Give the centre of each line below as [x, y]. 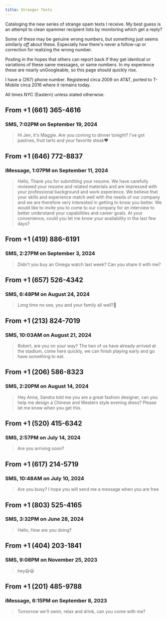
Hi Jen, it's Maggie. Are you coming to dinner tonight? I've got [81, 135]
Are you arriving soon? [41, 448]
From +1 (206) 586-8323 [44, 372]
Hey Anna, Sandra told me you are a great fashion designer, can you [87, 397]
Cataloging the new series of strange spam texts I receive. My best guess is [83, 24]
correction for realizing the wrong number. [49, 49]
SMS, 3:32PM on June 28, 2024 [44, 519]
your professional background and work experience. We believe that [87, 192]
